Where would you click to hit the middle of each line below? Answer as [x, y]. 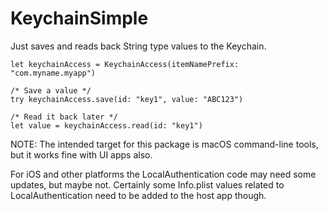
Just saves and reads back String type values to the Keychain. [138, 46]
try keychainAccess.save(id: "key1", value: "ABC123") [127, 99]
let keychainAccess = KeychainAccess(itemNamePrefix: [125, 64]
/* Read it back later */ [64, 117]
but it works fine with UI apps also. [81, 154]
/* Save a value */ [51, 90]
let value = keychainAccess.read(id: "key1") [106, 125]
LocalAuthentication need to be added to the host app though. [138, 195]
